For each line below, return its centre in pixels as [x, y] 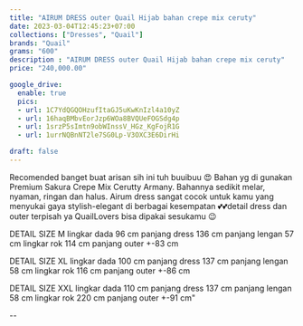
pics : [28, 101]
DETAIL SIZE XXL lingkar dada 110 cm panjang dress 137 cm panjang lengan [151, 288]
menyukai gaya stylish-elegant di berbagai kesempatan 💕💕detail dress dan [148, 206]
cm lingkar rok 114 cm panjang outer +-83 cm [94, 243]
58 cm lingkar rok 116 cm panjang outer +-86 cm [100, 270]
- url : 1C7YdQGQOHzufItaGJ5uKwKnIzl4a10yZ [99, 110]
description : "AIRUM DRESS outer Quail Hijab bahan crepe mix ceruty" [147, 60]
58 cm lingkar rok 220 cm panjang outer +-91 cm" [103, 297]
